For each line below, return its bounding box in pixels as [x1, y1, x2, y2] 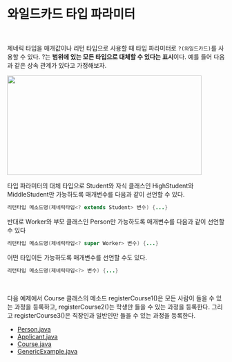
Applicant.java [17, 332, 58, 341]
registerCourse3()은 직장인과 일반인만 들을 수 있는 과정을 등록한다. [14, 311, 195, 319]
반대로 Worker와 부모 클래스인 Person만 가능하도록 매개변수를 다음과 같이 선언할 [7, 217, 225, 226]
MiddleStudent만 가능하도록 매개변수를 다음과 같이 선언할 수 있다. [7, 190, 185, 198]
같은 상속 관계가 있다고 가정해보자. [14, 61, 107, 69]
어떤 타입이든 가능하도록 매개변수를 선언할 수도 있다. [7, 253, 147, 262]
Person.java [17, 325, 51, 333]
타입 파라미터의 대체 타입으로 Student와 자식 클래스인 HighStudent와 [7, 181, 194, 190]
